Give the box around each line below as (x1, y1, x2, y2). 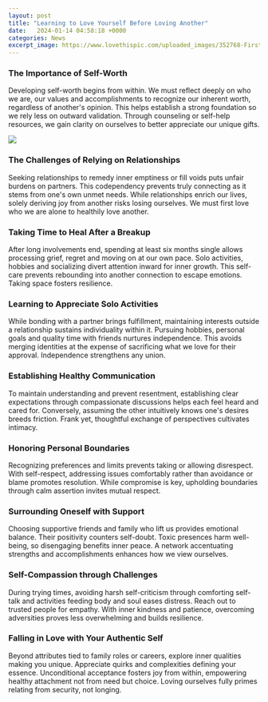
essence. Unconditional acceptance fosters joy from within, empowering (8, 668, 247, 677)
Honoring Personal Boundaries (8, 442, 130, 453)
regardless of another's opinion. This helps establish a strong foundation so (8, 103, 257, 112)
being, (8, 541, 30, 550)
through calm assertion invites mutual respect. (8, 486, 161, 495)
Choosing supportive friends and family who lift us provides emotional (8, 524, 239, 534)
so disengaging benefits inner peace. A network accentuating (30, 541, 234, 550)
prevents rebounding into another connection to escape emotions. (25, 270, 242, 280)
